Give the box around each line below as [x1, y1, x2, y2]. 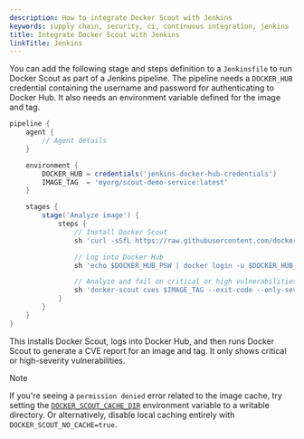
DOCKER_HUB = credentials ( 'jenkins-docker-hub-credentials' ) [42, 169, 278, 178]
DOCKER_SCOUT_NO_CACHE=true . [9, 418, 118, 430]
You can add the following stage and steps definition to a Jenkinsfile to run [9, 63, 292, 74]
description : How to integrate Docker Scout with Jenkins [9, 13, 233, 23]
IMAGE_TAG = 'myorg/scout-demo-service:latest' [42, 177, 229, 186]
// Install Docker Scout [73, 227, 168, 236]
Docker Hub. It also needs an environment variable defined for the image [9, 92, 281, 103]
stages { [25, 203, 59, 212]
